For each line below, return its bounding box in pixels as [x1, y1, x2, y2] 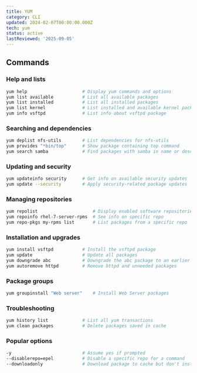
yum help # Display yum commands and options [6, 89, 172, 95]
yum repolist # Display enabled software [6, 209, 161, 214]
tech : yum [6, 25, 30, 31]
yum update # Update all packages [6, 252, 138, 258]
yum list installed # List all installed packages [6, 99, 159, 106]
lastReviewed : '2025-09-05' [6, 36, 75, 42]
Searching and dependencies [6, 124, 92, 132]
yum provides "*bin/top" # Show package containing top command [6, 143, 180, 149]
